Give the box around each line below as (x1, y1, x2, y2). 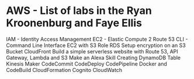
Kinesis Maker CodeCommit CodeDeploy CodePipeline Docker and (6, 60, 168, 67)
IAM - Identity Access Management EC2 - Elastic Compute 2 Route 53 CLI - (6, 35, 188, 42)
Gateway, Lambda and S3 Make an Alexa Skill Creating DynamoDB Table (6, 54, 181, 61)
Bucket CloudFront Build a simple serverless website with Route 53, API (6, 48, 178, 55)
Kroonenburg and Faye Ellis (6, 16, 142, 30)
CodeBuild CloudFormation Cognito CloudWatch (6, 66, 123, 73)
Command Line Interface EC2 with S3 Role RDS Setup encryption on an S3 (6, 42, 186, 49)
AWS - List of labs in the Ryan (6, 4, 152, 17)
